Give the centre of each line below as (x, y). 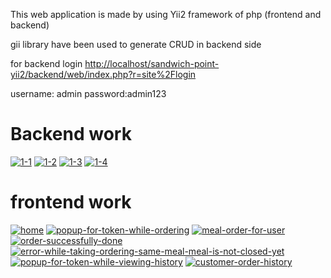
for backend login (46, 63)
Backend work (71, 134)
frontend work (71, 202)
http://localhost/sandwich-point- (152, 63)
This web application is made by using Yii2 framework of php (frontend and (166, 14)
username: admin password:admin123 (88, 93)
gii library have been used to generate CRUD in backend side (136, 44)
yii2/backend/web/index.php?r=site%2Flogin (103, 74)
